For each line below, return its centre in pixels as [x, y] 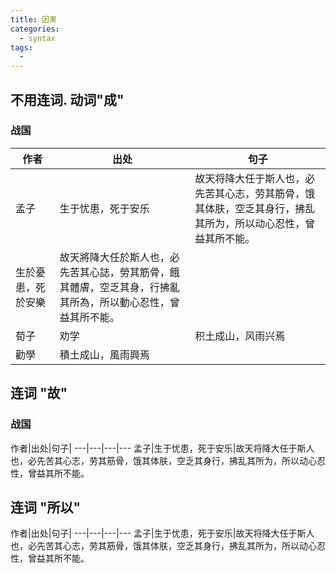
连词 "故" [39, 393]
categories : [35, 29]
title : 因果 [33, 19]
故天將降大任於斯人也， [114, 257]
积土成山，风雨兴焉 [240, 336]
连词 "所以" [46, 507]
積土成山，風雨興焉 [104, 354]
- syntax [37, 38]
